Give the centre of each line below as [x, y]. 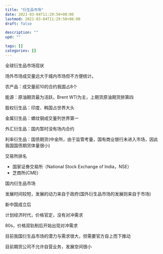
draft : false [19, 24]
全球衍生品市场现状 [25, 65]
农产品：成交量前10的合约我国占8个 [41, 86]
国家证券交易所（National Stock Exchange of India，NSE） [72, 166]
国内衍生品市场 [20, 183]
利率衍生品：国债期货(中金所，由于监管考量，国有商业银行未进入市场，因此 [82, 139]
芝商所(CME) [25, 173]
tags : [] [14, 46]
